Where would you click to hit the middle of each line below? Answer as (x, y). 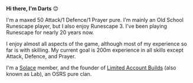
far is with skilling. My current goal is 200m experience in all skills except (95, 50)
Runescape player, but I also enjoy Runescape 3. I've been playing (86, 26)
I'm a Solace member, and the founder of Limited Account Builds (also (91, 68)
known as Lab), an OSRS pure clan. (49, 74)
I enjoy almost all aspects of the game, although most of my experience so (97, 44)
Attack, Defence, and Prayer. (41, 56)
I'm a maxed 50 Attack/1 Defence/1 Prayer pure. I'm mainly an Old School (95, 20)
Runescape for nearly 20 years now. (50, 32)
